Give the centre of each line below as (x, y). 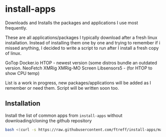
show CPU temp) (22, 73)
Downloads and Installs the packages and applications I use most (72, 23)
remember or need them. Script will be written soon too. (62, 88)
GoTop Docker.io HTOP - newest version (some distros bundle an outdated (81, 63)
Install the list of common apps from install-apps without (64, 115)
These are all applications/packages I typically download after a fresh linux (81, 37)
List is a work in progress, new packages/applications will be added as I (78, 83)
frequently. (16, 28)
